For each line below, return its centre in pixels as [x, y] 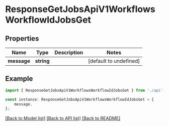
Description [69, 52]
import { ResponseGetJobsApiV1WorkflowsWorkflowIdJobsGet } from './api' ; [85, 90]
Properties [22, 38]
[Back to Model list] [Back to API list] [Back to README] [63, 118]
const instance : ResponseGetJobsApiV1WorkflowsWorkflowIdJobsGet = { [80, 99]
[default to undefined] [114, 61]
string [42, 61]
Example [19, 79]
